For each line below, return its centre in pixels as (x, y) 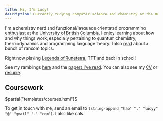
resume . (13, 72)
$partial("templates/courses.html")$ (41, 99)
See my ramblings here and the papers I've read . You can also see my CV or (81, 67)
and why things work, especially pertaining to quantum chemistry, (71, 38)
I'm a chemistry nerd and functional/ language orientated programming (75, 28)
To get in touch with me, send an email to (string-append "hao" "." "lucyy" (81, 108)
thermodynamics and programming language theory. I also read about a (77, 43)
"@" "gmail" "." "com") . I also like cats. (45, 114)
